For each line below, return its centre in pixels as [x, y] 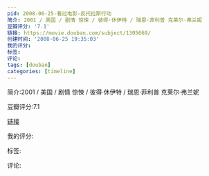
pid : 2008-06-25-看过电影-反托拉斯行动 [60, 13]
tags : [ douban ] [29, 65]
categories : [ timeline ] [42, 71]
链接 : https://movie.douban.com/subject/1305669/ [79, 33]
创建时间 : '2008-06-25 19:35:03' [53, 39]
